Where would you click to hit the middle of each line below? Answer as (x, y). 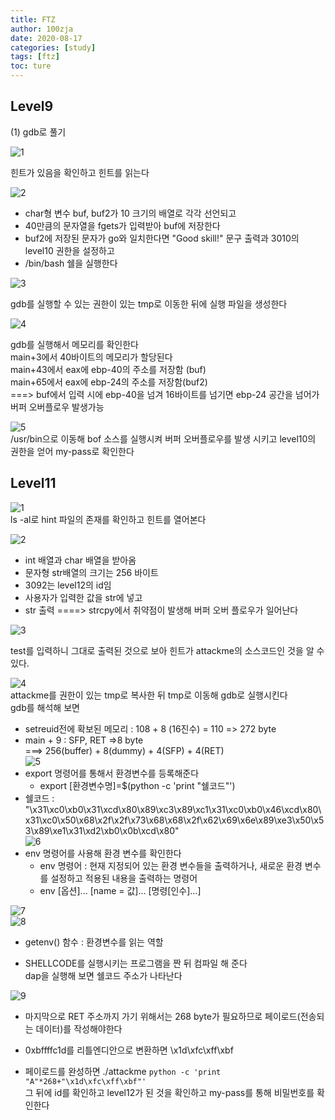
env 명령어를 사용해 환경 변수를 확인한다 (103, 853)
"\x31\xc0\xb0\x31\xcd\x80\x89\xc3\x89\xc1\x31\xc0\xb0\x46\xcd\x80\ (173, 809)
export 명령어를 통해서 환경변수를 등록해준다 (112, 773)
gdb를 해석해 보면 (45, 707)
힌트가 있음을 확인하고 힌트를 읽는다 (80, 172)
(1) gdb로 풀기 (38, 132)
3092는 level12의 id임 (68, 585)
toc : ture (31, 66)
